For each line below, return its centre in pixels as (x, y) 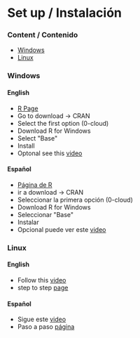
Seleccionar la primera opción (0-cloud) (75, 200)
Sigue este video (42, 319)
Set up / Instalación (65, 13)
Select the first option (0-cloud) (63, 123)
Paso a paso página (46, 327)
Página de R (35, 185)
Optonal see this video (50, 153)
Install (26, 145)
